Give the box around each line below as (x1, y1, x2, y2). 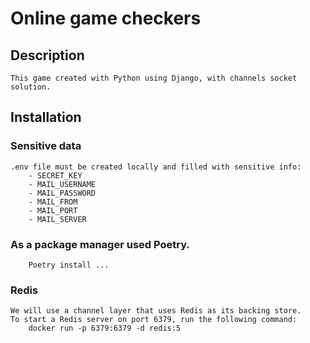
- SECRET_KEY (28, 170, 83, 181)
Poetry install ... (28, 260, 110, 270)
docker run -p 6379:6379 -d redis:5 (28, 323, 182, 334)
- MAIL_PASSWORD (28, 188, 97, 198)
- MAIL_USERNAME (28, 179, 97, 189)
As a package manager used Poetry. (10, 237, 190, 251)
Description (10, 47, 85, 64)
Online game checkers (10, 7, 202, 30)
